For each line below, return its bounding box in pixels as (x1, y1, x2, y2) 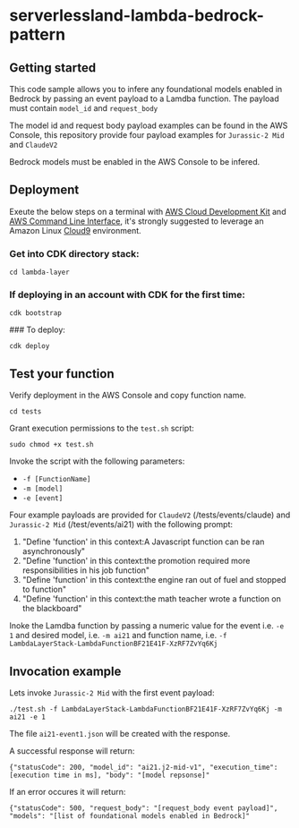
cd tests (9, 407, 42, 416)
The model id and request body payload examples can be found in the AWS (9, 120, 288, 131)
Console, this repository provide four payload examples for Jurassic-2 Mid (9, 130, 285, 140)
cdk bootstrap (9, 309, 63, 318)
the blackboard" (21, 603, 82, 614)
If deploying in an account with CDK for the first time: (9, 288, 246, 301)
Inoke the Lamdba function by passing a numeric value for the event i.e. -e (9, 620, 285, 631)
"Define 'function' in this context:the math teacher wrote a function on (21, 593, 282, 604)
